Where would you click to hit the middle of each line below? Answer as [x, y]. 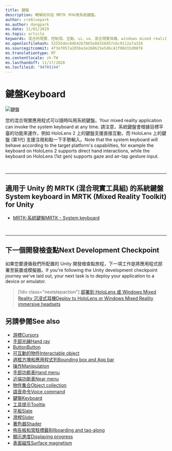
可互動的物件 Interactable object [46, 353]
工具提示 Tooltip [29, 404]
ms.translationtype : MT [31, 53]
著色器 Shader [27, 423]
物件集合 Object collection [40, 385]
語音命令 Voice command [39, 391]
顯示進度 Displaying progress [43, 436]
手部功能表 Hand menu [36, 372]
